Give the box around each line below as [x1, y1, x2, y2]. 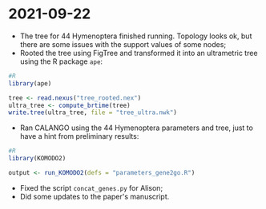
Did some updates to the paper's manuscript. [19, 191, 170, 201]
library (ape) [8, 79, 52, 88]
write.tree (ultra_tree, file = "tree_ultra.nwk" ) [8, 108, 178, 116]
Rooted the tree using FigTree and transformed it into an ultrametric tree [19, 48, 258, 57]
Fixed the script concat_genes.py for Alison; [19, 183, 163, 192]
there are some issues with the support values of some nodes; [19, 39, 227, 49]
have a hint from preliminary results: [19, 132, 139, 141]
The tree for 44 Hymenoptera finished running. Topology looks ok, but [19, 31, 252, 41]
